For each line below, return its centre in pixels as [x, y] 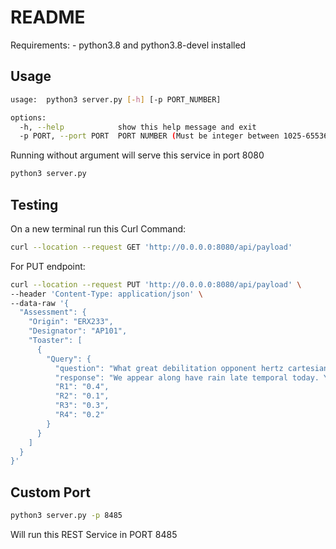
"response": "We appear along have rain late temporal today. [187, 377]
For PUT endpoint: [48, 266]
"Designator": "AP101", [78, 331]
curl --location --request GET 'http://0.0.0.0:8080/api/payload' [151, 247]
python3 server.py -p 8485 [66, 516]
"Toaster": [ [55, 341]
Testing [34, 204]
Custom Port [50, 492]
